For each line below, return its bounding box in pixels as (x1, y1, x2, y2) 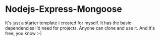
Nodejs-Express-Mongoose (5, 3, 122, 15)
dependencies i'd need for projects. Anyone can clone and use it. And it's (5, 25, 155, 31)
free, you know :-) (5, 30, 42, 36)
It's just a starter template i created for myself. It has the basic (5, 20, 132, 26)
